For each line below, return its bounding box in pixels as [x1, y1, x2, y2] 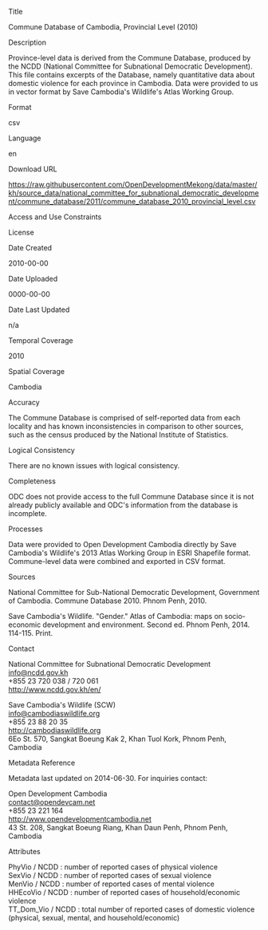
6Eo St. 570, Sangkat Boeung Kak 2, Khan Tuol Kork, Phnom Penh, [8, 734, 227, 743]
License [8, 227, 34, 237]
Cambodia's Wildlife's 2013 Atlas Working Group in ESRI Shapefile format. [8, 548, 251, 558]
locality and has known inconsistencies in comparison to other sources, [8, 422, 244, 431]
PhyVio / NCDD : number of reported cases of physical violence [8, 862, 218, 872]
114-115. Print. [8, 629, 53, 637]
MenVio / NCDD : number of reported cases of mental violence [8, 879, 215, 889]
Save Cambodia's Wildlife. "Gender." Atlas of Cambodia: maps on [8, 612, 223, 621]
